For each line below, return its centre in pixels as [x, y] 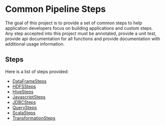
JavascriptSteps [29, 97]
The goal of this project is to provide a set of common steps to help [74, 23]
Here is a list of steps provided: [37, 71]
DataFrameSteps [29, 81]
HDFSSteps [24, 86]
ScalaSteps [24, 113]
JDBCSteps [24, 102]
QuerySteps [25, 107]
